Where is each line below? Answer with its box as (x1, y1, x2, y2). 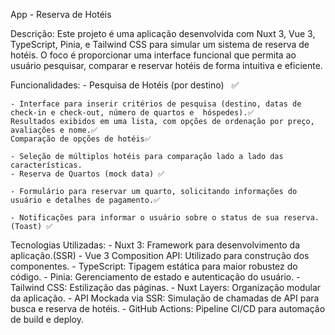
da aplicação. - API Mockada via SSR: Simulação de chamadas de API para (10, 292, 320, 304)
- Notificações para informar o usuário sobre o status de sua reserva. (10, 213, 320, 223)
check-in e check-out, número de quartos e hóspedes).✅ (10, 108, 255, 118)
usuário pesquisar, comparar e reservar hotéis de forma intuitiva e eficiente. (10, 60, 323, 71)
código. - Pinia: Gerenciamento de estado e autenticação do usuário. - (10, 271, 301, 283)
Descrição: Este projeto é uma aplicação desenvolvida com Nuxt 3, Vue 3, (10, 28, 316, 39)
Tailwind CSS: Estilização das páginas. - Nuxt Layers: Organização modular (10, 282, 322, 293)
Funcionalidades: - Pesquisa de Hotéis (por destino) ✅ (10, 79, 240, 91)
